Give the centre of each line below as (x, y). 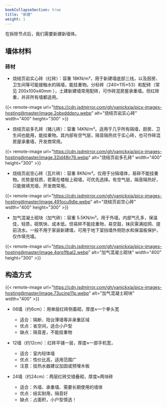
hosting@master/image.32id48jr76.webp (47, 157)
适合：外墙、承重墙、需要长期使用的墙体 (61, 387)
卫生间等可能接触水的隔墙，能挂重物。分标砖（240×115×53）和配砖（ (84, 85)
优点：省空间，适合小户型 (46, 326)
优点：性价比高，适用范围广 (48, 360)
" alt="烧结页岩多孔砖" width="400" (125, 157)
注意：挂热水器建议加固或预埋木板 (55, 366)
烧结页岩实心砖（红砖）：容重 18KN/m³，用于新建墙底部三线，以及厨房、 (86, 78)
